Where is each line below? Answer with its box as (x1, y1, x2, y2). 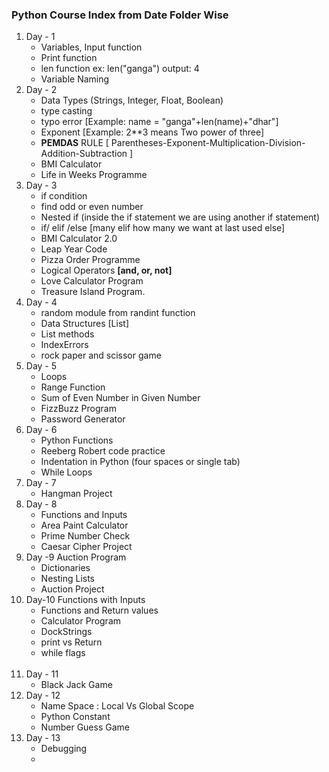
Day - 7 (25, 477, 57, 489)
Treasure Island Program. (40, 286, 146, 298)
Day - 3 (25, 179, 58, 192)
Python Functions (40, 434, 114, 447)
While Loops (40, 466, 93, 478)
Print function (40, 52, 98, 64)
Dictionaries (40, 562, 91, 574)
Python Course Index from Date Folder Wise (11, 8, 229, 22)
